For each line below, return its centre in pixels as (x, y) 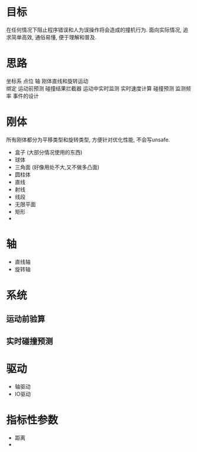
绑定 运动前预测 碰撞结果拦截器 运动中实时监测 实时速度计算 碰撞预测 (90, 88)
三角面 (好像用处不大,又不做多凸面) (57, 167)
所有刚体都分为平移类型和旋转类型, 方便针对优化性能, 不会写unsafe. (88, 140)
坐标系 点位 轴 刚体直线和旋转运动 (47, 81)
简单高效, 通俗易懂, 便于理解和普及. (54, 37)
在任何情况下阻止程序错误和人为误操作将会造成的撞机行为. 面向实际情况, (94, 30)
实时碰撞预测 (30, 341)
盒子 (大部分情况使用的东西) (49, 152)
